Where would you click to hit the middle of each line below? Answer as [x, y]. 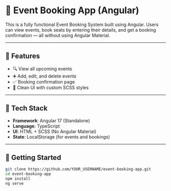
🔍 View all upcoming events [42, 69]
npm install [18, 179]
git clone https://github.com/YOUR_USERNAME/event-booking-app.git [78, 169]
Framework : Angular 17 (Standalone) [51, 120]
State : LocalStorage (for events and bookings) [61, 137]
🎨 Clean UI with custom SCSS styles [51, 87]
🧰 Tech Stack [26, 108]
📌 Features [23, 56]
